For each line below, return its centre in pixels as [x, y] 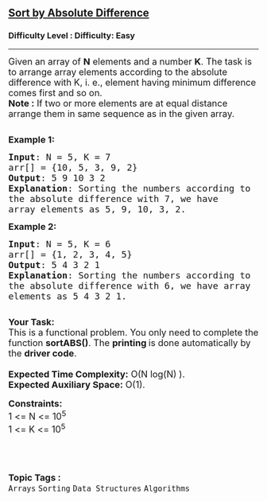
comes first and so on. [55, 93]
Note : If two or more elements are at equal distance [118, 103]
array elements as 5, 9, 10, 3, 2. [97, 209]
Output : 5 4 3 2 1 [54, 264]
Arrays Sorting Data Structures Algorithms [99, 489]
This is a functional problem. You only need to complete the [133, 332]
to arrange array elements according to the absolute [118, 72]
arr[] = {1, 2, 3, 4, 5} [70, 254]
